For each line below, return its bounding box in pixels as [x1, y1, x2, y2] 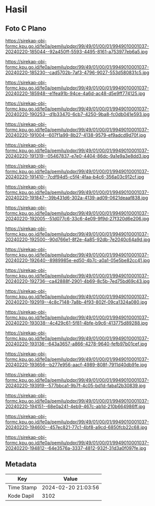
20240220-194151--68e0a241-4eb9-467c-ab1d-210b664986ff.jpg [5, 403, 146, 409]
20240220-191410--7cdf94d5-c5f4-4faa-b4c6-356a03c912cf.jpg [5, 174, 144, 180]
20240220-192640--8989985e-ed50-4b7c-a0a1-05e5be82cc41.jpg [5, 257, 150, 263]
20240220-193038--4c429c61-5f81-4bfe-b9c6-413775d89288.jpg [5, 320, 148, 326]
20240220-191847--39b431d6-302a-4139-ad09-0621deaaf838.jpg [5, 195, 148, 201]
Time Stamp [8, 484, 37, 491]
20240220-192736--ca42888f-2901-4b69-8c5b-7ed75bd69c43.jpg [5, 278, 150, 284]
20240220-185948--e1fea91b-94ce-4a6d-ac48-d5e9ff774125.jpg [5, 90, 145, 96]
